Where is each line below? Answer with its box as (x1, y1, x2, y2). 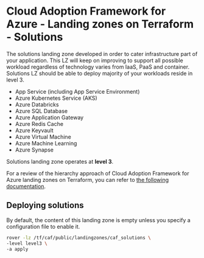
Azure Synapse (15, 146, 54, 153)
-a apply (6, 246, 29, 252)
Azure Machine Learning (15, 139, 77, 147)
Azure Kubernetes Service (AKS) (15, 94, 97, 102)
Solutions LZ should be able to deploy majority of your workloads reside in (6, 69, 193, 77)
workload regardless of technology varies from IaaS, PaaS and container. (6, 63, 190, 71)
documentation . (6, 183, 46, 190)
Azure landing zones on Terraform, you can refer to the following (6, 176, 169, 183)
